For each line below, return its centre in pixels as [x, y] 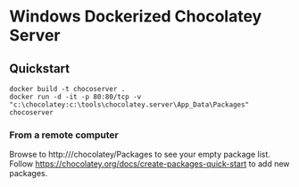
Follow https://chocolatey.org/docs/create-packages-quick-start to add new [149, 164]
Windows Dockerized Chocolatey [136, 17]
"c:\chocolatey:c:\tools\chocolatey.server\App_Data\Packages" [129, 105]
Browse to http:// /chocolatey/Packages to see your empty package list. [140, 155]
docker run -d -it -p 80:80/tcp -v [75, 97]
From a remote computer [64, 134]
